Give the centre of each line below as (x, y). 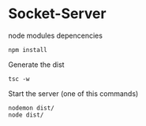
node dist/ (26, 115)
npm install (28, 50)
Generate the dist (36, 65)
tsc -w (19, 79)
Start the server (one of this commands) (73, 93)
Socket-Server (57, 14)
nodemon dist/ (32, 108)
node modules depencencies (55, 35)
